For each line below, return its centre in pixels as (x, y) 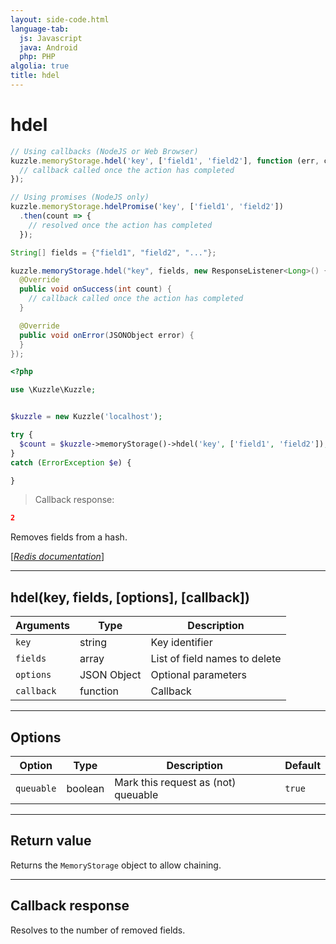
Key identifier (181, 643)
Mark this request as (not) (175, 782)
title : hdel (35, 76)
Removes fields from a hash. (69, 537)
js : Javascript (51, 38)
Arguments (42, 626)
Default (302, 765)
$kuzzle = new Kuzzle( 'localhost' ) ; (86, 417)
